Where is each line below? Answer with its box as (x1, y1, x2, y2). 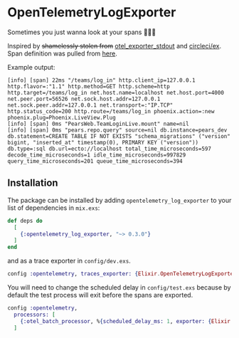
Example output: (7, 63, 55, 71)
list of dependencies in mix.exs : (7, 204, 100, 212)
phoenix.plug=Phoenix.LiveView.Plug (7, 114, 116, 121)
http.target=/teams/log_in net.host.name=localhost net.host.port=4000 (7, 89, 224, 96)
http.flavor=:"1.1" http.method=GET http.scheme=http (7, 83, 171, 90)
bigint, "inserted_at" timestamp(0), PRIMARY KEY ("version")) (7, 139, 199, 146)
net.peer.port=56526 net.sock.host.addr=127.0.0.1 (7, 95, 161, 102)
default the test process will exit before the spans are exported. (7, 291, 193, 299)
